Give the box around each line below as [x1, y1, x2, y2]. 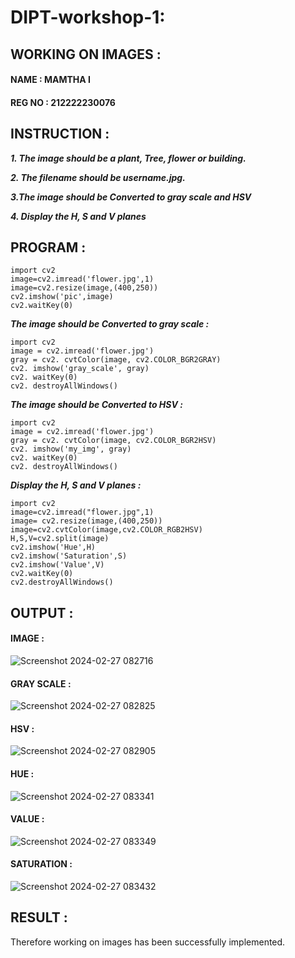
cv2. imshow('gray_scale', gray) [10, 364, 150, 374]
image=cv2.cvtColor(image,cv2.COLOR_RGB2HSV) [10, 525, 203, 535]
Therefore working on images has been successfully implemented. [10, 936, 286, 948]
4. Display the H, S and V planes [10, 210, 147, 222]
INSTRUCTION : [10, 126, 110, 143]
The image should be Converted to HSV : [10, 399, 183, 411]
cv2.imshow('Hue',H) [10, 542, 97, 553]
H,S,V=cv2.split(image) [10, 534, 110, 544]
